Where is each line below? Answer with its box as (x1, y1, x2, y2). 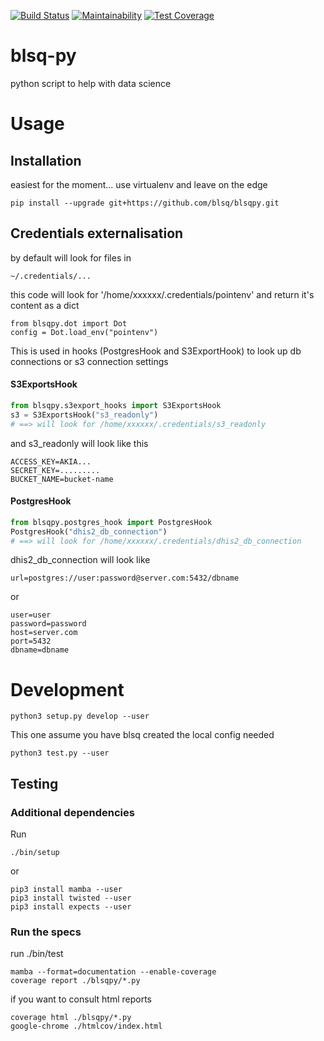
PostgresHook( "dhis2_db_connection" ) (10, 526, 168, 537)
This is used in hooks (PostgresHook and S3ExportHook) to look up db (10, 345, 302, 357)
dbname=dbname (10, 645, 70, 655)
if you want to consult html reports (10, 993, 152, 1005)
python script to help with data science (10, 77, 172, 89)
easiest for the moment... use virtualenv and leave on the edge (10, 178, 268, 190)
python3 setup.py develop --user (10, 711, 150, 722)
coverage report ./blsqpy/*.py (10, 976, 141, 986)
